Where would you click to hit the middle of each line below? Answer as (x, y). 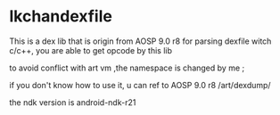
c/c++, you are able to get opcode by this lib (91, 50)
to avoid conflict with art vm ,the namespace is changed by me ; (127, 68)
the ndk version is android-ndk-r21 (73, 102)
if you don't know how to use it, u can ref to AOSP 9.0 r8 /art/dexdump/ (140, 85)
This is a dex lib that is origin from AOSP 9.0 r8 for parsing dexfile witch (140, 41)
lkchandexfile (61, 16)
